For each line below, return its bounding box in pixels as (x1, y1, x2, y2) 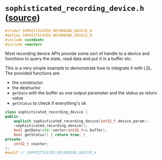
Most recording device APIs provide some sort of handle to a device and (5, 50, 150, 57)
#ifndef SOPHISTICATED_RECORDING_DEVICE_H (5, 28, 92, 33)
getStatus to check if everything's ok (12, 100, 86, 106)
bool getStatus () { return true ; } (14, 132, 86, 137)
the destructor (12, 85, 41, 91)
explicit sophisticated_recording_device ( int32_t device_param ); (14, 119, 149, 124)
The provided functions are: (5, 70, 61, 76)
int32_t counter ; (14, 141, 49, 146)
